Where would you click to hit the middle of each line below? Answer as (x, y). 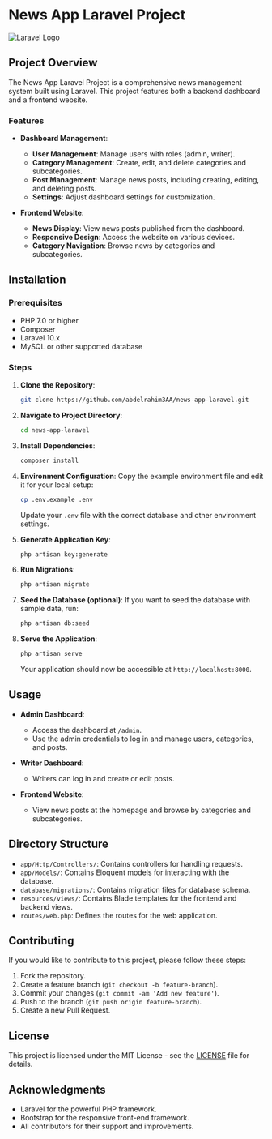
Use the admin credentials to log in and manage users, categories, (143, 739)
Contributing (41, 941)
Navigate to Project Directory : (71, 415)
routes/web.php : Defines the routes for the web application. (119, 915)
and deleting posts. (64, 189)
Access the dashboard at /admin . (87, 730)
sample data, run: (49, 609)
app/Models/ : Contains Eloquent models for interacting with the (125, 872)
